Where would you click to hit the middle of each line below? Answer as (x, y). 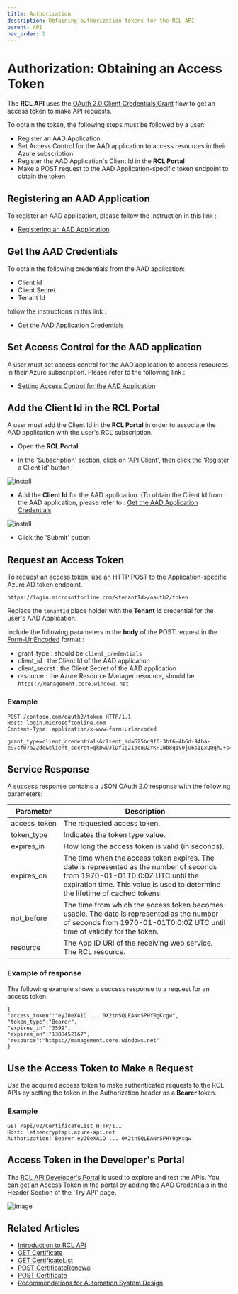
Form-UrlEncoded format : (46, 640)
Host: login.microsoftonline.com (57, 723)
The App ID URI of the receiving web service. (138, 943)
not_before (29, 918)
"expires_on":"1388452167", (49, 1034)
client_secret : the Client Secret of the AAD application (97, 668)
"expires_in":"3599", (39, 1028)
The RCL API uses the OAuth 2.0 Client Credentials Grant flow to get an (112, 104)
